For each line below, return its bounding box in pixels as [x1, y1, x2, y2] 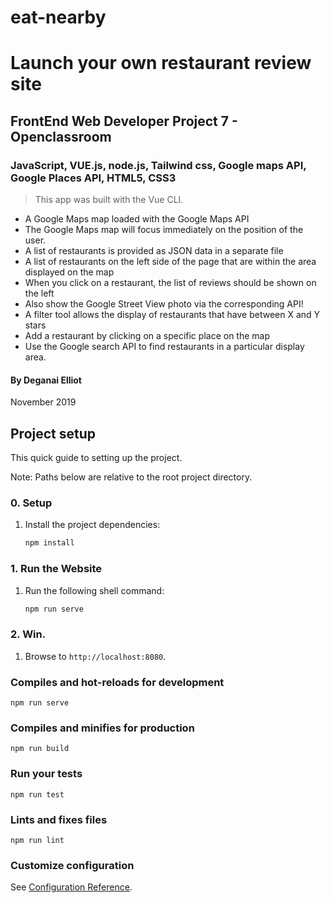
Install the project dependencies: [24, 519, 161, 531]
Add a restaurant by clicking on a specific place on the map [24, 330, 270, 342]
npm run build [10, 744, 70, 754]
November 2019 [10, 396, 77, 408]
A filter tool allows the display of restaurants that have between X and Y [24, 309, 321, 321]
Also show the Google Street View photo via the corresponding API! [24, 298, 304, 310]
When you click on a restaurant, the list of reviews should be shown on [24, 277, 317, 289]
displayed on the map [24, 266, 115, 278]
